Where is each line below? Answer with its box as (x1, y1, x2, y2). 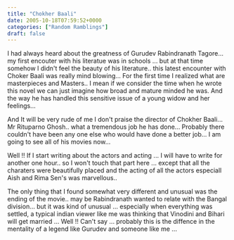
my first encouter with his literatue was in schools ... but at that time (7, 57, 204, 65)
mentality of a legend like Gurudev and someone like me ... (7, 225, 178, 233)
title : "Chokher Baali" (7, 10, 77, 18)
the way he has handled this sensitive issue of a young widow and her (7, 94, 210, 103)
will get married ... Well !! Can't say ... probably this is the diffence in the (7, 217, 216, 226)
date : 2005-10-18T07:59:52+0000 (7, 17, 102, 24)
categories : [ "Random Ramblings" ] (7, 23, 109, 30)
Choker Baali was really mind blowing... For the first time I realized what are (7, 72, 226, 80)
